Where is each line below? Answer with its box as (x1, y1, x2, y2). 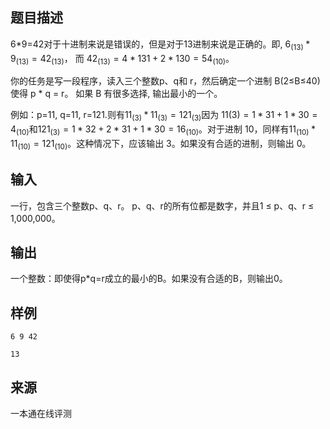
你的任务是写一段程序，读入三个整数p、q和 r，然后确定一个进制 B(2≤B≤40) (10, 75, 321, 87)
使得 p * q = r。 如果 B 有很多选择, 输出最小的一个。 (10, 88, 223, 100)
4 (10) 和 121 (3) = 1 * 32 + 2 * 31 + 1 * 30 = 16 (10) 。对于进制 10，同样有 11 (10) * (10, 123, 317, 137)
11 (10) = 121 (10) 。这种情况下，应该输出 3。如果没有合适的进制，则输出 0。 (10, 138, 312, 152)
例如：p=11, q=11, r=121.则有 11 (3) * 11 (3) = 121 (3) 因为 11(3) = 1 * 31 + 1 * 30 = (10, 109, 318, 123)
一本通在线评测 (10, 408, 72, 420)
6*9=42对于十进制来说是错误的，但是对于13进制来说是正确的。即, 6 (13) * (10, 38, 311, 52)
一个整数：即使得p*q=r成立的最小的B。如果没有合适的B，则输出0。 (10, 273, 288, 285)
